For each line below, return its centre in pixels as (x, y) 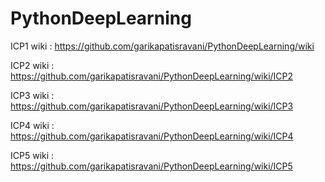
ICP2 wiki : (32, 65)
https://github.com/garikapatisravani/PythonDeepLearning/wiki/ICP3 (152, 106)
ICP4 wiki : (32, 125)
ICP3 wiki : (32, 95)
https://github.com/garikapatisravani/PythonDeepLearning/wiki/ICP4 (152, 136)
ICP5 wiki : (32, 155)
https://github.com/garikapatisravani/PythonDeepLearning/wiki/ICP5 (151, 166)
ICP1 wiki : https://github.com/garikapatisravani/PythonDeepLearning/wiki (162, 46)
